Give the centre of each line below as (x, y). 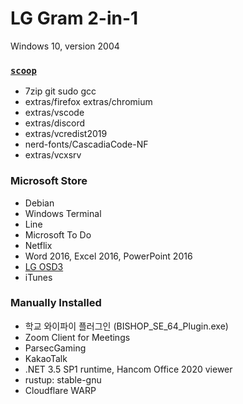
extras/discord (55, 123)
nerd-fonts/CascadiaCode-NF (86, 144)
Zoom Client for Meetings (77, 337)
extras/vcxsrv (53, 155)
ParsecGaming (55, 348)
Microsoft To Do (58, 234)
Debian (39, 203)
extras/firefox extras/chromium (88, 102)
